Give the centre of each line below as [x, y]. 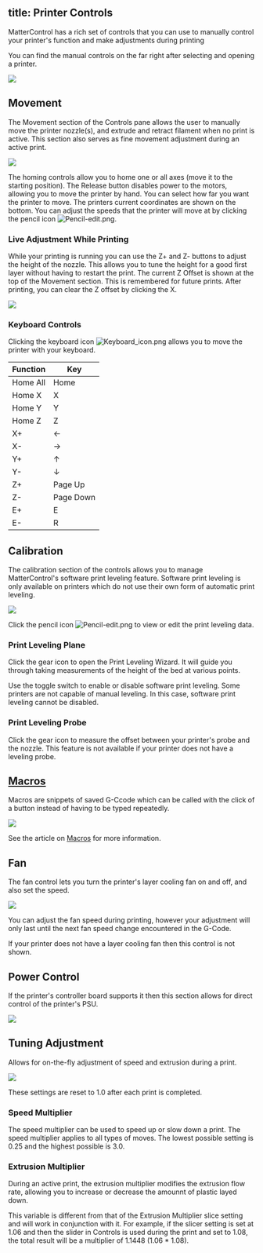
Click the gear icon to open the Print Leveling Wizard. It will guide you [120, 662]
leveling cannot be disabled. [54, 703]
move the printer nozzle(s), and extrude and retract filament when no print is [131, 130]
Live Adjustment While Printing [68, 239]
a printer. [23, 64]
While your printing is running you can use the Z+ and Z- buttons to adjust [127, 256]
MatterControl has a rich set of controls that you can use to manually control [131, 31]
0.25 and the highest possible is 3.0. [67, 1146]
